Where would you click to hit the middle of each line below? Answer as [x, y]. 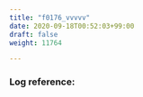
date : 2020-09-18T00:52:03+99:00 [72, 26]
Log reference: [42, 82]
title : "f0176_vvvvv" [50, 18]
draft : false [34, 34]
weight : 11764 [36, 43]
